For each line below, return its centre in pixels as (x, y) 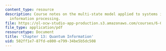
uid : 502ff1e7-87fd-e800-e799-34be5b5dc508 (51, 41)
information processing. (35, 18)
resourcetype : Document (30, 32)
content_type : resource (30, 9)
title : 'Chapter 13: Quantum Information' (49, 37)
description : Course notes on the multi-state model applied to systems (82, 14)
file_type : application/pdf (34, 28)
